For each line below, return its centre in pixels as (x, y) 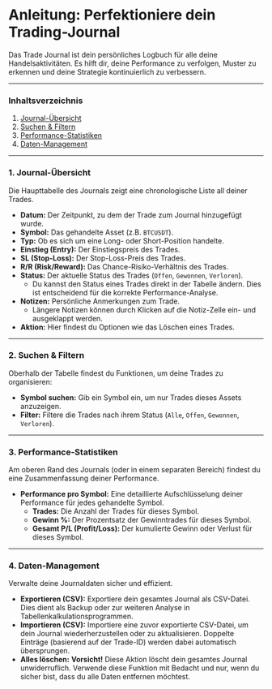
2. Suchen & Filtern (47, 355)
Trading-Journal (64, 32)
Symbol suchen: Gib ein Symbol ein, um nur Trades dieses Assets (131, 397)
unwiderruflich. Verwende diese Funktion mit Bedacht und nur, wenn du (140, 668)
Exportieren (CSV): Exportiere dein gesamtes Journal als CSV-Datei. (135, 599)
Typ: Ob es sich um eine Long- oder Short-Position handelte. (122, 240)
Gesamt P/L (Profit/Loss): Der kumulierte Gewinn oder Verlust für (142, 528)
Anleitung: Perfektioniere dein (112, 15)
